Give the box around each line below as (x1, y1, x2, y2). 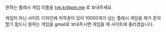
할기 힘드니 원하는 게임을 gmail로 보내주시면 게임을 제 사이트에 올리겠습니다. (5, 21, 154, 27)
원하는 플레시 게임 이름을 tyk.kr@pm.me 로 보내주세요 (5, 4, 112, 10)
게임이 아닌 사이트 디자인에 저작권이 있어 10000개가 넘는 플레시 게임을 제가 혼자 (5, 15, 161, 21)
